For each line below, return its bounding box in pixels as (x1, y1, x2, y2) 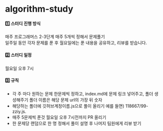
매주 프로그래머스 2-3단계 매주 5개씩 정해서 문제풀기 (5, 34, 105, 40)
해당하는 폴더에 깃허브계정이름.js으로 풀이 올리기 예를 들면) (12, 103, 125, 109)
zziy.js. (12, 109, 26, 114)
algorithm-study (5, 3, 73, 15)
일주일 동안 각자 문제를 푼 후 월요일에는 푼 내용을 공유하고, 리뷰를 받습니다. (5, 40, 147, 46)
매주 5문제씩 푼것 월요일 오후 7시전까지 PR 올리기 (12, 114, 107, 120)
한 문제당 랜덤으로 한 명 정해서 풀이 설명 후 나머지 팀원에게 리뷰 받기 (12, 120, 141, 126)
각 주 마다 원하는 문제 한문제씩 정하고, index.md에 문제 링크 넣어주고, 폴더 (12, 90, 153, 96)
